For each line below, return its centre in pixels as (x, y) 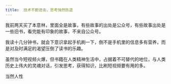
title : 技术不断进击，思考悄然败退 (39, 10)
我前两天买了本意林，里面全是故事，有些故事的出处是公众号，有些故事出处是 (85, 25)
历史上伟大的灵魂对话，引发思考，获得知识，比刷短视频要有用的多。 (77, 65)
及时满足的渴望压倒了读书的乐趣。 (50, 48)
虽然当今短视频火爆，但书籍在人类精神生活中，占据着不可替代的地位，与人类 (85, 59)
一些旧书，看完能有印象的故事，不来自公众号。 (54, 31)
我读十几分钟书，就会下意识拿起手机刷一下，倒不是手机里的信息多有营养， (83, 42)
